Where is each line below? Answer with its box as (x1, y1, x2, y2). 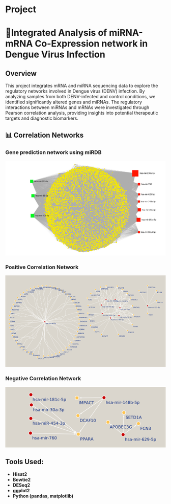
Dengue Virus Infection (5, 49, 105, 60)
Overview (5, 69, 37, 78)
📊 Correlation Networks (5, 130, 84, 139)
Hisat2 (12, 471, 27, 477)
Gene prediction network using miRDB (5, 148, 102, 156)
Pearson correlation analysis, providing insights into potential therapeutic (5, 110, 159, 116)
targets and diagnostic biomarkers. (5, 115, 79, 121)
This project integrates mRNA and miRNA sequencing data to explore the (5, 83, 158, 89)
